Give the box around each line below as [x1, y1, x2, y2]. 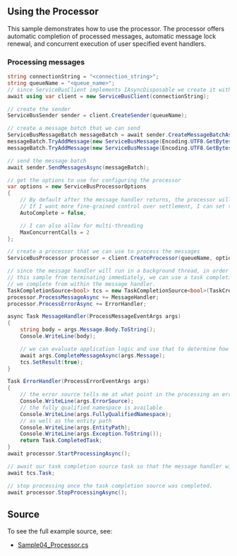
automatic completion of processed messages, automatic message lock [7, 32, 217, 40]
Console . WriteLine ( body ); [20, 333, 97, 340]
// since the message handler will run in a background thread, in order [7, 268, 229, 275]
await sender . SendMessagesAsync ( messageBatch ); [7, 164, 150, 171]
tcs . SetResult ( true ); [20, 358, 83, 366]
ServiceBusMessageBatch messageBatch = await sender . [7, 131, 169, 138]
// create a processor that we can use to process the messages [7, 248, 200, 255]
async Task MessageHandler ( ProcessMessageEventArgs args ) [7, 313, 181, 320]
